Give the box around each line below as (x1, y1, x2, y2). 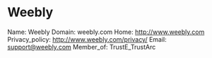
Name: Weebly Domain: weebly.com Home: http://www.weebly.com (7, 28, 205, 36)
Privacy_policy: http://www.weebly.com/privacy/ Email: (7, 35, 167, 43)
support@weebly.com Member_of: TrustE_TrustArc (7, 42, 156, 51)
